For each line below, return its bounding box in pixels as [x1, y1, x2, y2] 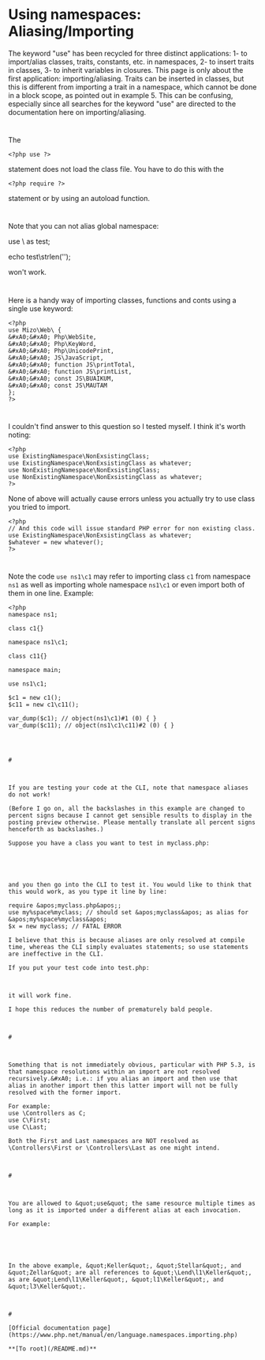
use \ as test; [8, 237, 50, 246]
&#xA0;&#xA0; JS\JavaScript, [8, 354, 104, 362]
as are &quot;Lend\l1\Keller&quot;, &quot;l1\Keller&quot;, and [8, 1275, 224, 1283]
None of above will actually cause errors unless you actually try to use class [8, 493, 256, 503]
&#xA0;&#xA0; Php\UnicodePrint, [8, 347, 114, 355]
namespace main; [8, 666, 62, 674]
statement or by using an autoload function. [8, 194, 151, 203]
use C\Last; [8, 1123, 47, 1131]
